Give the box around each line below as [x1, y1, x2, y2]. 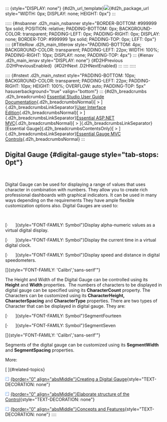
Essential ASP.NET [76, 115, 115, 121]
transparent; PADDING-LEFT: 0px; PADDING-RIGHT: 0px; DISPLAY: [22, 31, 161, 37]
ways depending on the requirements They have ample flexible [5, 197, 135, 203]
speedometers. [5, 257, 36, 263]
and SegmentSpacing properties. [5, 347, 75, 353]
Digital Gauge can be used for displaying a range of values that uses [5, 181, 146, 187]
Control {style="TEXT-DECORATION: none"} [5, 396, 95, 402]
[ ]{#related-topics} [5, 366, 45, 372]
